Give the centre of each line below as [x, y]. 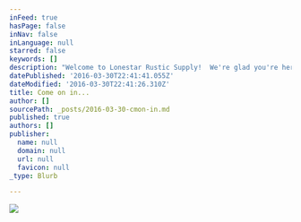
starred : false [38, 51]
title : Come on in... [50, 92]
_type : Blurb [34, 175]
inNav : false [34, 34]
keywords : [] [34, 59]
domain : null [42, 150]
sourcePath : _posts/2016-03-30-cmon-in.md [90, 109]
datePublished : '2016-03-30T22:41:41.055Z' [92, 76]
